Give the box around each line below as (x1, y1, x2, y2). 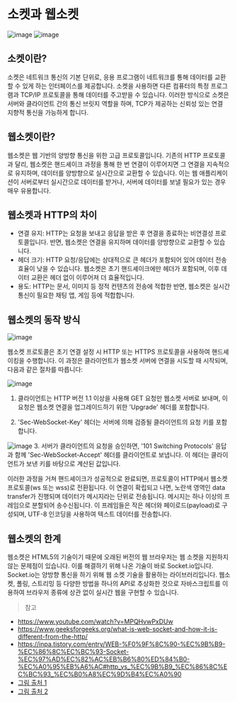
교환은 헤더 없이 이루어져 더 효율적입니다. (30, 273, 145, 282)
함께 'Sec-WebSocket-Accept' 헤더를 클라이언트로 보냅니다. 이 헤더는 (14, 451, 210, 459)
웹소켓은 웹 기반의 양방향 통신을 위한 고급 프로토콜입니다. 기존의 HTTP (7, 151, 202, 159)
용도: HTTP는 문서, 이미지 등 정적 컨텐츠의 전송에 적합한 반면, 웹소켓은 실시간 (17, 282, 231, 291)
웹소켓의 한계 (7, 532, 62, 545)
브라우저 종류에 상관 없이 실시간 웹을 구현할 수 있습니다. (25, 588, 179, 597)
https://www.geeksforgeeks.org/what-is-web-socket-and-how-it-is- (17, 625, 218, 633)
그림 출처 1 (17, 679, 47, 686)
